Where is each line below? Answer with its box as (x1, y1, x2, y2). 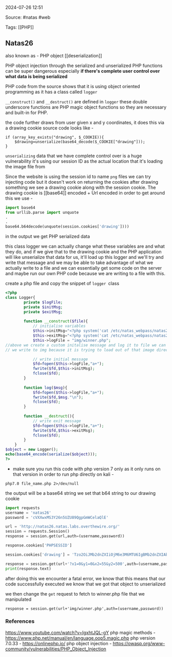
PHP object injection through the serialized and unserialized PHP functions (5, 62, 163, 69)
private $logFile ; (24, 299, 63, 305)
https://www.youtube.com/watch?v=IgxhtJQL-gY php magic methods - (5, 629, 156, 636)
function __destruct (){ (24, 414, 74, 419)
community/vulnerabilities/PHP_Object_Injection (5, 646, 106, 652)
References (5, 618, 35, 625)
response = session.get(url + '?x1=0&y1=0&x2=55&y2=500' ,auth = (5, 561, 139, 566)
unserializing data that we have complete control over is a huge (5, 152, 142, 159)
